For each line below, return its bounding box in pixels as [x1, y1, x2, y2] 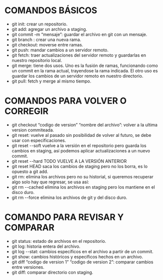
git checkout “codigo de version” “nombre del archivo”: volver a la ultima [11, 122, 158, 128]
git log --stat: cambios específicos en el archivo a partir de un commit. [11, 248, 154, 254]
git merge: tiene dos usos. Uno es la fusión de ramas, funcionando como [11, 63, 158, 68]
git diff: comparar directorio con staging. [11, 269, 94, 275]
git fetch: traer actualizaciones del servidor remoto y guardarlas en [11, 52, 146, 58]
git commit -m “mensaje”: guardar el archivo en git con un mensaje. [11, 31, 147, 37]
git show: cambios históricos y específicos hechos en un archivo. [11, 254, 143, 259]
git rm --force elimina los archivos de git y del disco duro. [11, 194, 127, 200]
